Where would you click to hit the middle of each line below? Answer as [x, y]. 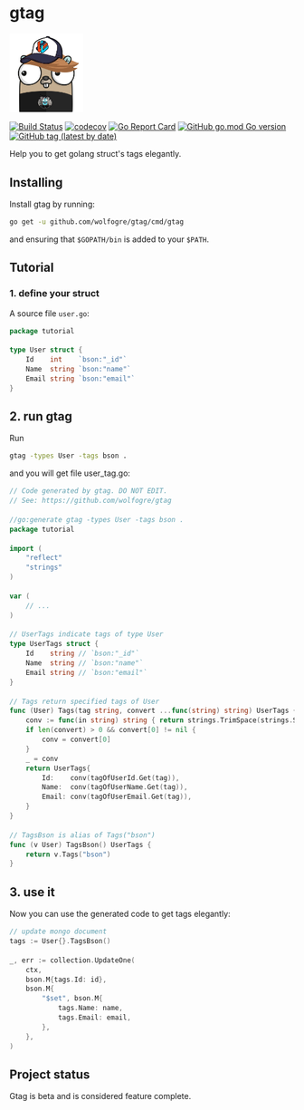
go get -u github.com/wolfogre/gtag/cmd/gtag [96, 222]
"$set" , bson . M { [72, 999]
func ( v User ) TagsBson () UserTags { [81, 845]
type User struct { [46, 350]
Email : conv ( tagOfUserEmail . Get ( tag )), [117, 797]
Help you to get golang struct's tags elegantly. [95, 154]
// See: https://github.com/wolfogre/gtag [90, 501]
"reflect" [44, 558]
